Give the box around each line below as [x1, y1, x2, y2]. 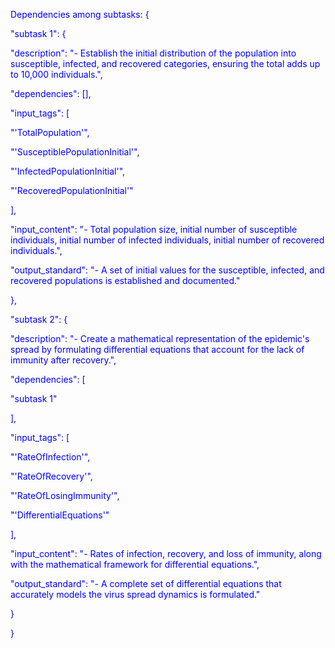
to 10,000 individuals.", [10, 69, 103, 80]
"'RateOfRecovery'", [10, 470, 93, 482]
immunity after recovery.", [10, 354, 117, 366]
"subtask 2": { [10, 314, 68, 325]
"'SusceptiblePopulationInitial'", [10, 146, 140, 158]
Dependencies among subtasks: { [10, 9, 150, 20]
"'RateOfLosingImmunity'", [10, 490, 120, 501]
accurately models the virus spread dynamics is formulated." [10, 589, 261, 600]
